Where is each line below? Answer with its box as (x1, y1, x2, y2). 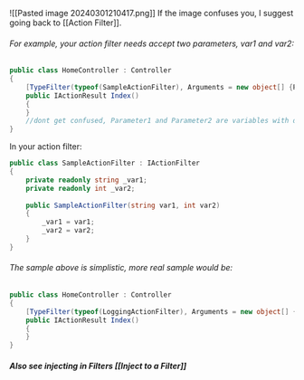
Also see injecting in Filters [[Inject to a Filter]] (9, 360, 187, 371)
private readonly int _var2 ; (25, 184, 136, 193)
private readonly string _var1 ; (25, 176, 147, 185)
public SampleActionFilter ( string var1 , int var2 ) (25, 201, 221, 210)
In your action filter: (9, 141, 82, 152)
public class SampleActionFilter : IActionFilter (9, 158, 201, 168)
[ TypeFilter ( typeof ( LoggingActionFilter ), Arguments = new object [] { (25, 307, 298, 316)
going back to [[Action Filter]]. (9, 17, 122, 28)
